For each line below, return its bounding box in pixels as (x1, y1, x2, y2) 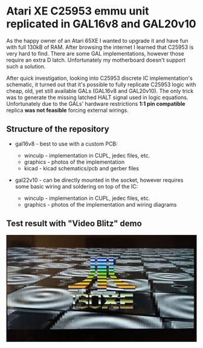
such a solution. (6, 62, 46, 70)
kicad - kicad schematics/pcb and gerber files (24, 164, 139, 172)
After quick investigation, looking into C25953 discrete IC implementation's (6, 74, 193, 82)
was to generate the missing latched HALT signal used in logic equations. (6, 94, 188, 101)
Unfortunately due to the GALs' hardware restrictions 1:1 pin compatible (6, 100, 185, 107)
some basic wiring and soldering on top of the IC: (14, 182, 138, 190)
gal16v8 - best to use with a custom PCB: (14, 140, 118, 147)
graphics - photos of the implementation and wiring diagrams (24, 201, 177, 208)
